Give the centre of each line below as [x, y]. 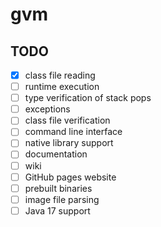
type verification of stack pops [88, 98]
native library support [69, 143]
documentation [56, 154]
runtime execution [62, 87]
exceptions [47, 109]
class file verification [67, 120]
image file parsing [62, 199]
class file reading [60, 75]
